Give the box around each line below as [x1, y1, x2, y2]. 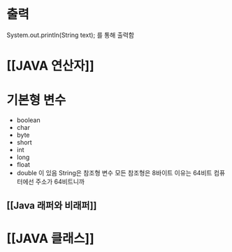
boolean [16, 116, 41, 124]
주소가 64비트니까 [35, 177, 85, 186]
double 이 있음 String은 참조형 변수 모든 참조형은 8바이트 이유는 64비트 [16, 169, 212, 177]
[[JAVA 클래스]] [6, 230, 95, 246]
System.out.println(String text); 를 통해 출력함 [6, 31, 134, 39]
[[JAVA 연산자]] [6, 58, 95, 74]
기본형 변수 [6, 92, 66, 108]
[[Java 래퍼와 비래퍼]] [6, 200, 97, 212]
